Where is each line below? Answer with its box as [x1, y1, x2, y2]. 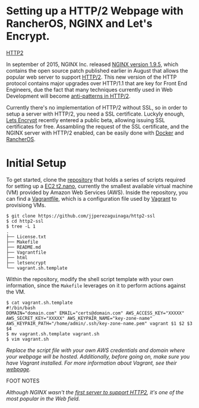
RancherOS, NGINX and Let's [6, 17, 153, 30]
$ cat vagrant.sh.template [6, 300, 73, 306]
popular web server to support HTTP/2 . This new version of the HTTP [6, 73, 177, 80]
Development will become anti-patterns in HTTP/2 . [6, 92, 131, 99]
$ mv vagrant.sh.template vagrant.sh [6, 331, 100, 337]
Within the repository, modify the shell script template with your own [6, 275, 173, 282]
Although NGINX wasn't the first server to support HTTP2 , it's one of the [6, 388, 184, 395]
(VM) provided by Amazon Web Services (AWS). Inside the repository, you [6, 189, 188, 196]
